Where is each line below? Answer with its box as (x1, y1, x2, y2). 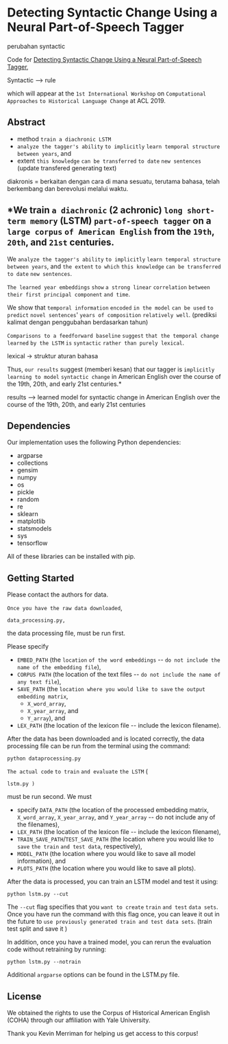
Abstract (7, 117, 46, 128)
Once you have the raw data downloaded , (7, 604, 123, 612)
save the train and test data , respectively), (16, 842, 142, 850)
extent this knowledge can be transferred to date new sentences (16, 156, 202, 165)
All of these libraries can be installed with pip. (7, 553, 136, 561)
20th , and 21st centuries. (7, 237, 115, 248)
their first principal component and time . (7, 290, 131, 298)
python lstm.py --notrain (7, 959, 81, 966)
